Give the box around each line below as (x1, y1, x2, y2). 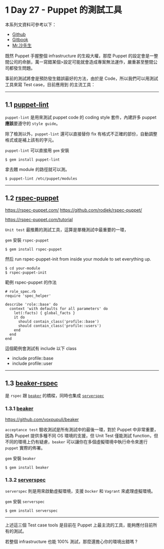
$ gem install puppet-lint (5, 157, 60, 162)
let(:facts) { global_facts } (14, 310, 76, 315)
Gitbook (12, 36, 28, 42)
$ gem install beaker (5, 465, 49, 470)
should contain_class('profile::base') (18, 319, 99, 324)
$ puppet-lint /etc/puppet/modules (5, 176, 78, 181)
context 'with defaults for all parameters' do (9, 306, 108, 311)
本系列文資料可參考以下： (5, 22, 57, 27)
